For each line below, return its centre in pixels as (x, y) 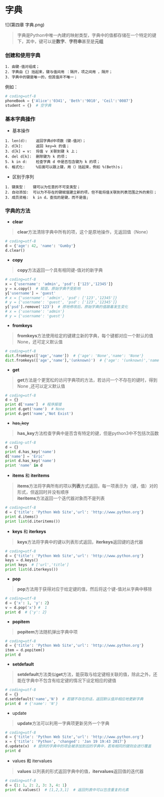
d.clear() (15, 251)
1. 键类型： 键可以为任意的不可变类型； (43, 187)
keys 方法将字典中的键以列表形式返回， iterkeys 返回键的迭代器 (80, 542)
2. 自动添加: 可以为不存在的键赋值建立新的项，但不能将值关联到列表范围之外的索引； (81, 193)
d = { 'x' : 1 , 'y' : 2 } (27, 603)
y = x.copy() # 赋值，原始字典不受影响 (43, 289)
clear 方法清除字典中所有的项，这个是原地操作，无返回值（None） (84, 232)
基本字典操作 (20, 119)
